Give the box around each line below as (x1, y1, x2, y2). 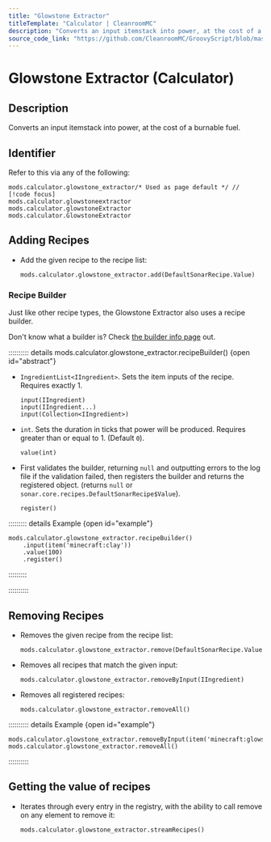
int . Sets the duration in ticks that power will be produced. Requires (19, 425, 246, 434)
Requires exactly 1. (19, 381, 83, 391)
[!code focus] (8, 191, 56, 199)
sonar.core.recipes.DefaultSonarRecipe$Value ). (19, 489, 181, 498)
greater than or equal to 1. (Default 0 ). (19, 434, 145, 443)
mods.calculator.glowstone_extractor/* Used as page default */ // (8, 184, 240, 192)
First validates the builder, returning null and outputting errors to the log (19, 463, 261, 473)
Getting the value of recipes (8, 780, 151, 793)
